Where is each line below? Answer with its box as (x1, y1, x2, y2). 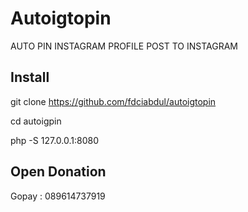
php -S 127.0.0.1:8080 (10, 134, 99, 146)
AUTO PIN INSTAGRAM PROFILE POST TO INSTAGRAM (10, 40, 238, 52)
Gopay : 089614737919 (10, 190, 106, 202)
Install (10, 69, 50, 86)
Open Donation (10, 163, 107, 181)
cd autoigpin (10, 115, 62, 127)
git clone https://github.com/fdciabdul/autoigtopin (10, 95, 217, 107)
